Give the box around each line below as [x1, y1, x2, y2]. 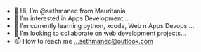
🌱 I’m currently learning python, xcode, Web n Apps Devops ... [13, 22, 195, 30]
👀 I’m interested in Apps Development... [13, 14, 129, 22]
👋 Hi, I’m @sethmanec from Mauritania [13, 7, 126, 15]
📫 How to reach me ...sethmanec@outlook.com [13, 37, 153, 45]
